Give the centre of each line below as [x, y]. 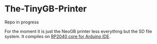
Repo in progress [22, 22]
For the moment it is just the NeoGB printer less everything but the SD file [78, 31]
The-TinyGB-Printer [46, 9]
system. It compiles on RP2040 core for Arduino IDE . [58, 36]
